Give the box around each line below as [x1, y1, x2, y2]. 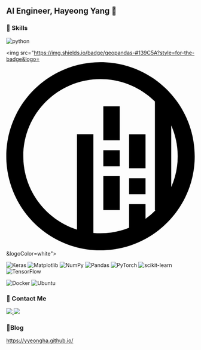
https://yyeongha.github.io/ [6, 337, 74, 344]
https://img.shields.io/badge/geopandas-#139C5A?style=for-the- [33, 49, 195, 56]
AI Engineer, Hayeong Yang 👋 [6, 6, 117, 16]
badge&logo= [6, 55, 40, 63]
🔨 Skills [6, 24, 28, 32]
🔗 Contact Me [6, 294, 47, 302]
